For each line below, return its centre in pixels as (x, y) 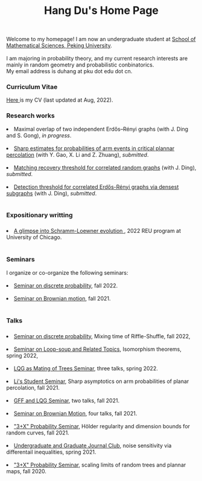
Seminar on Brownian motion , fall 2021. (62, 298)
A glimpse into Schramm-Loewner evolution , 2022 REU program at (98, 231)
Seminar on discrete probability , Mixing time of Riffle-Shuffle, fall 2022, (103, 336)
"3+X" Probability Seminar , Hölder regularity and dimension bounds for (102, 426)
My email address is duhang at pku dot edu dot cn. (69, 71)
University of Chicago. (34, 237)
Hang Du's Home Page (101, 11)
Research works (31, 116)
